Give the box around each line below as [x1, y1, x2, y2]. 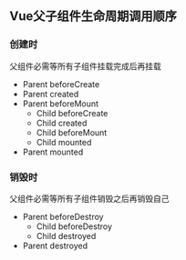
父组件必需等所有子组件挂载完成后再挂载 [9, 60, 161, 71]
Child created [36, 117, 88, 128]
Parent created [22, 88, 79, 99]
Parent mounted [22, 146, 84, 157]
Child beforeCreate [36, 107, 108, 118]
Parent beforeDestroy [22, 211, 104, 222]
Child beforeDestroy [36, 221, 112, 232]
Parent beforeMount [22, 98, 98, 109]
